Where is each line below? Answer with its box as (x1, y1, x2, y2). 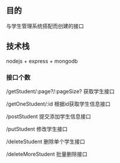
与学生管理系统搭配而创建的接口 (6, 22, 84, 30)
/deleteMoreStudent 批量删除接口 (6, 150, 87, 158)
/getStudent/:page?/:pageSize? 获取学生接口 (6, 87, 115, 94)
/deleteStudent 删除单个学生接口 (6, 138, 86, 145)
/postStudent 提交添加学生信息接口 (6, 113, 92, 120)
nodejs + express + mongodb (6, 57, 78, 64)
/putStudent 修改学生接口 (6, 125, 68, 132)
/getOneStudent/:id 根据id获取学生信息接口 (6, 100, 111, 107)
